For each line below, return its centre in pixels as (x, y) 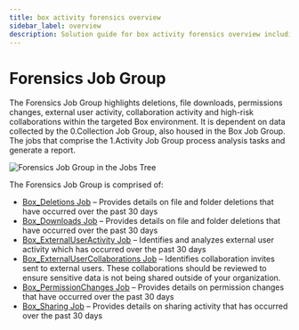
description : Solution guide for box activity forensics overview (135, 34)
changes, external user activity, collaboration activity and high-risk (131, 112)
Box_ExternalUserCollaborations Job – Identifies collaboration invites (149, 259)
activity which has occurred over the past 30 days (114, 250)
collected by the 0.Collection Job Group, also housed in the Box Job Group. (148, 131)
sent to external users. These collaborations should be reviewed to (144, 268)
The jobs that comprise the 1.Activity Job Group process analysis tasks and (147, 141)
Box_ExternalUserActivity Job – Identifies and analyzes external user (148, 240)
